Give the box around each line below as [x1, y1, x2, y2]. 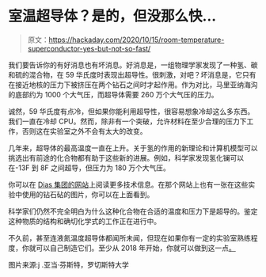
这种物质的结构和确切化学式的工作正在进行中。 [8, 216, 161, 226]
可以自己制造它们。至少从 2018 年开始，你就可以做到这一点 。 [35, 243, 236, 252]
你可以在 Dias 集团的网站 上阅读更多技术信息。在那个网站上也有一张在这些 [8, 180, 249, 189]
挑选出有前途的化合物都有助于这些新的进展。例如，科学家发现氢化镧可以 [8, 153, 244, 162]
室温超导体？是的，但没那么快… [8, 7, 217, 25]
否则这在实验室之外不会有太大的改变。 [21, 126, 147, 135]
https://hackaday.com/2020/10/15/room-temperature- [48, 35, 225, 44]
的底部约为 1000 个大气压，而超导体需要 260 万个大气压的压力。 [8, 89, 218, 99]
